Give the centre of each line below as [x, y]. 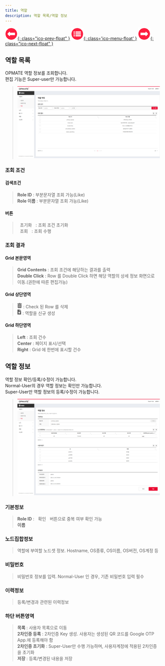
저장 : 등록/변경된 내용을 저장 [45, 659]
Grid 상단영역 [18, 294]
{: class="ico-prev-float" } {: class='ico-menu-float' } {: [85, 38]
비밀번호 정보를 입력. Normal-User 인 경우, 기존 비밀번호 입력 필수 [81, 576]
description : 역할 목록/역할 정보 [36, 16]
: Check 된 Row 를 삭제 [45, 306]
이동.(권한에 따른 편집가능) [42, 282]
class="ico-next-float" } [29, 43]
